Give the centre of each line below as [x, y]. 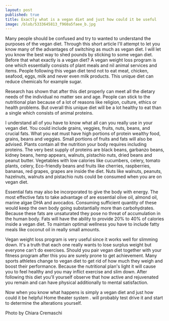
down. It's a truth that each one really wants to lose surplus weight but [78, 245]
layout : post [19, 10]
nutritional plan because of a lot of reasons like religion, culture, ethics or [81, 102]
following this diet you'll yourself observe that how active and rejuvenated [82, 277]
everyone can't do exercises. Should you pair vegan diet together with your [83, 250]
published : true [22, 15]
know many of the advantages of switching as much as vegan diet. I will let [83, 49]
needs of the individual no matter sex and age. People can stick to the [78, 97]
